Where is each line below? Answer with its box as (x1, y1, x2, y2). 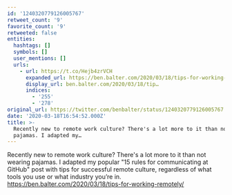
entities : (7, 36, 36, 43)
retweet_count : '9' (7, 17, 64, 23)
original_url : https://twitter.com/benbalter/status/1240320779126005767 (7, 106, 224, 113)
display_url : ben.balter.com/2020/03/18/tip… (25, 81, 159, 88)
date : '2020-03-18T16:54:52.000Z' (7, 112, 107, 119)
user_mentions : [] (13, 55, 67, 62)
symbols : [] (13, 49, 48, 56)
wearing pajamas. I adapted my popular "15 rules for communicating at (7, 158, 209, 166)
